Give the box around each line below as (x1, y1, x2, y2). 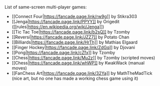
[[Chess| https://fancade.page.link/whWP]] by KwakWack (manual (11, 60, 145, 66)
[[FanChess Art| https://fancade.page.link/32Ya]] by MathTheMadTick (11, 70, 153, 76)
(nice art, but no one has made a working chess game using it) (11, 75, 138, 81)
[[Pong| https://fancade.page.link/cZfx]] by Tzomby (11, 50, 115, 55)
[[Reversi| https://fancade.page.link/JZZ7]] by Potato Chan (11, 34, 130, 40)
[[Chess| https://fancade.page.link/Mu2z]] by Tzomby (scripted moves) (11, 55, 156, 60)
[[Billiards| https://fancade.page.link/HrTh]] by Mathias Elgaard (11, 39, 138, 45)
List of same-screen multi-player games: (4, 4, 87, 10)
